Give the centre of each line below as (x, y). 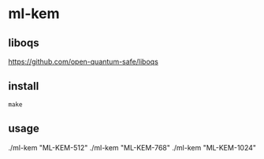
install (24, 86)
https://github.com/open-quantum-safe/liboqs (84, 61)
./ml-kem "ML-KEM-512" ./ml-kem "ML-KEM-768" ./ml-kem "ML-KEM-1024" (132, 147)
